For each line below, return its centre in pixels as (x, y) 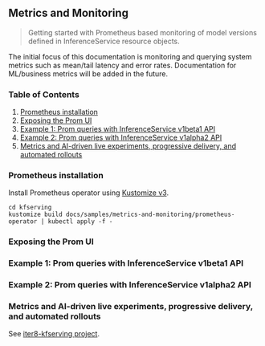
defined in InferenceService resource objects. (104, 41)
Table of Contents (44, 94)
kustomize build (35, 215)
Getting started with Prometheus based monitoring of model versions (142, 32)
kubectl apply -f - (80, 222)
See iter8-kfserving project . (54, 334)
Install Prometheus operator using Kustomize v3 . (89, 193)
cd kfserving (30, 208)
